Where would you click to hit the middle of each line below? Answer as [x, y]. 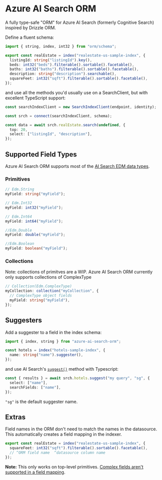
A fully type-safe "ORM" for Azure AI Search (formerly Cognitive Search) [80, 22]
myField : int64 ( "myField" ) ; [34, 221]
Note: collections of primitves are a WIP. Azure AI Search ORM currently [79, 272]
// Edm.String [20, 189]
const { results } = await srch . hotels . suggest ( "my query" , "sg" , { [78, 378]
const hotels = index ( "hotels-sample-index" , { [55, 350]
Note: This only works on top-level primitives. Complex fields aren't [74, 467]
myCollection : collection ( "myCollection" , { [52, 291]
